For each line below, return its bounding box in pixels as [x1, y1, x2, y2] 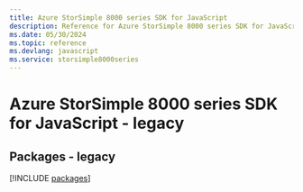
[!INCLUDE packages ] [9, 173, 91, 183]
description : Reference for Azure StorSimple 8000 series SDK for [9, 22, 264, 31]
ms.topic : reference [9, 38, 87, 48]
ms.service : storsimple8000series [9, 55, 140, 64]
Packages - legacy [9, 149, 115, 164]
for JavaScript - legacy [9, 114, 185, 133]
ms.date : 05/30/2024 [9, 30, 87, 39]
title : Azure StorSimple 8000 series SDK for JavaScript [9, 13, 228, 23]
